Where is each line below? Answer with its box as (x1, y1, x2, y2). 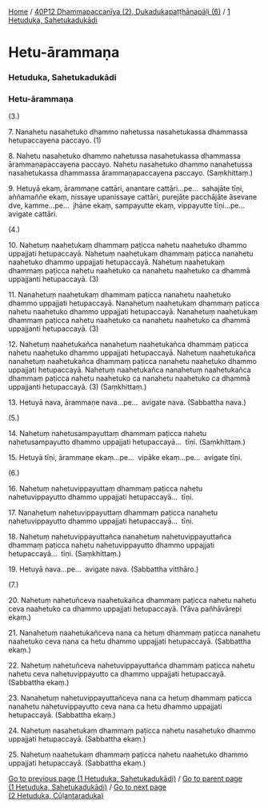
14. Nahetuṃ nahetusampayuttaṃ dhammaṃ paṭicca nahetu (8, 429, 207, 438)
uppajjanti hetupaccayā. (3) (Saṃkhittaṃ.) (8, 382, 147, 392)
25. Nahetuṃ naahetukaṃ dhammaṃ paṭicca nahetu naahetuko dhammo (8, 749, 249, 760)
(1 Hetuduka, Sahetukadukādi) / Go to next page (8, 782, 167, 792)
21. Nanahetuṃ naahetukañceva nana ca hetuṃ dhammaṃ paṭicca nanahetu (8, 628, 261, 638)
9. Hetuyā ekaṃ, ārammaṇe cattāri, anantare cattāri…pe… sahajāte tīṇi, (8, 184, 244, 193)
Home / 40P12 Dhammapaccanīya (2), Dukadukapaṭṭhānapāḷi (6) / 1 (8, 7, 230, 16)
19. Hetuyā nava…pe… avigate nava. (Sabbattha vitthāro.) (8, 564, 199, 574)
